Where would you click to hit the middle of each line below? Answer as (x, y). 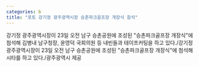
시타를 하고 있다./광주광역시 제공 (44, 57)
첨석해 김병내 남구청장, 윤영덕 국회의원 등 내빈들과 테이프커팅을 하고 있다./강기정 (99, 42)
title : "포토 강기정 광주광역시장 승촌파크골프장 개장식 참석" (72, 17)
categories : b (24, 12)
